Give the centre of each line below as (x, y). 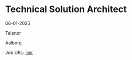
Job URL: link (19, 52)
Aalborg (13, 43)
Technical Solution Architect (66, 9)
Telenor (13, 33)
